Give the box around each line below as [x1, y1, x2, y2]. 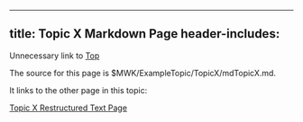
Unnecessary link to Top [9, 50, 100, 61]
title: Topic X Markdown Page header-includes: [9, 26, 280, 41]
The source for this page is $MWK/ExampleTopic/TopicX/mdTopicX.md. [9, 67, 277, 78]
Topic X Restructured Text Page [9, 102, 128, 113]
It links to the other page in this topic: [9, 84, 148, 95]
